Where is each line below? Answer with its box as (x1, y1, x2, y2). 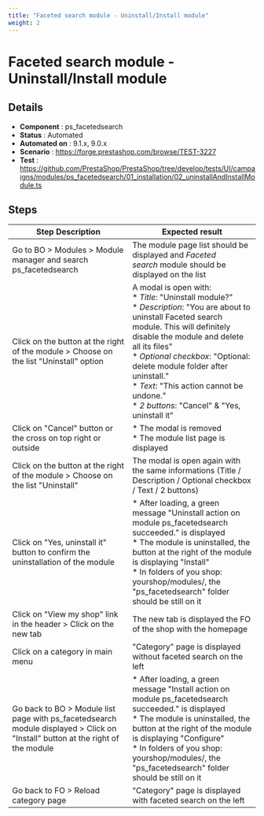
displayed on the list (132, 269, 207, 280)
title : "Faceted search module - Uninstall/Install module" (8, 11, 210, 20)
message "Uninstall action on (132, 507, 240, 518)
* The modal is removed (132, 423, 222, 434)
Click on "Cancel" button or (12, 423, 114, 434)
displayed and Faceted (132, 250, 216, 261)
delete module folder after (132, 361, 229, 372)
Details (8, 101, 43, 114)
